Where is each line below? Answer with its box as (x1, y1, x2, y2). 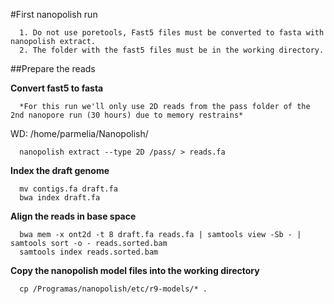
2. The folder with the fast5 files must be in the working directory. (19, 45, 325, 55)
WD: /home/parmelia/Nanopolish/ (10, 128, 149, 139)
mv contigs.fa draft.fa (19, 184, 118, 194)
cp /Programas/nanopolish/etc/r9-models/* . (19, 284, 208, 294)
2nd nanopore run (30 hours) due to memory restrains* (10, 110, 244, 120)
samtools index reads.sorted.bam (19, 247, 159, 257)
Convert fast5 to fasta (10, 82, 104, 94)
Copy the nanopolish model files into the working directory (10, 265, 260, 276)
